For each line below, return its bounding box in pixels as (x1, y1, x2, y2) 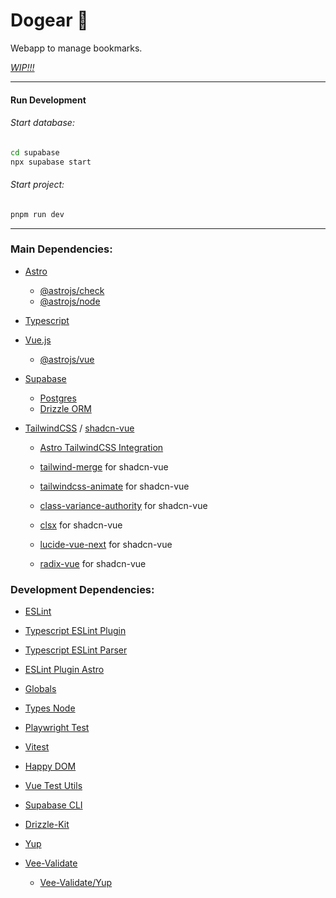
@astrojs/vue (39, 353, 95, 365)
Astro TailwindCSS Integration (39, 441, 164, 453)
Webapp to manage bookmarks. (10, 42, 143, 54)
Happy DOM (24, 760, 77, 773)
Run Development (10, 94, 87, 106)
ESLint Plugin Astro (24, 664, 105, 676)
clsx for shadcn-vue (39, 519, 123, 531)
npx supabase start (10, 157, 92, 167)
